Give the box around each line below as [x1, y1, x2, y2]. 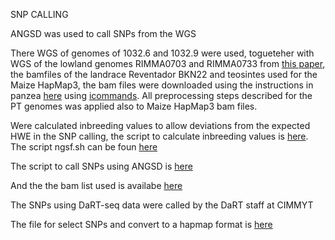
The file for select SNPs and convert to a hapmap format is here [10, 219, 273, 230]
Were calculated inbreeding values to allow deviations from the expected [10, 120, 311, 131]
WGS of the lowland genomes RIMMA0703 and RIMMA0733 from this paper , [10, 58, 326, 69]
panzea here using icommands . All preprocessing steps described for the [10, 90, 313, 101]
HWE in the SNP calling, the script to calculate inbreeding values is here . [10, 130, 309, 142]
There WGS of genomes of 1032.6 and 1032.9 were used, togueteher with [10, 47, 315, 59]
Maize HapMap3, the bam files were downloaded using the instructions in [10, 79, 314, 91]
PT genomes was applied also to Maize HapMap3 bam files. [10, 100, 258, 112]
